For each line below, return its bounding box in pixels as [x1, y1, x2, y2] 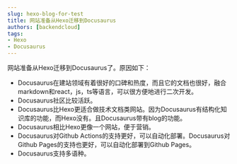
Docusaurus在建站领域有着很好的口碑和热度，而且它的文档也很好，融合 [17, 78, 227, 87]
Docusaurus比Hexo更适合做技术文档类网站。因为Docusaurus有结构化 [17, 105, 221, 113]
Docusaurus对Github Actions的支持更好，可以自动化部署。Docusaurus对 [17, 131, 231, 140]
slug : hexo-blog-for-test [7, 10, 83, 18]
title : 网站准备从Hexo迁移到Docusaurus [7, 17, 117, 24]
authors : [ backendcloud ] [7, 23, 81, 30]
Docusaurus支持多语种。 [17, 149, 91, 158]
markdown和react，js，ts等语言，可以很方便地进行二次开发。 [17, 88, 198, 95]
